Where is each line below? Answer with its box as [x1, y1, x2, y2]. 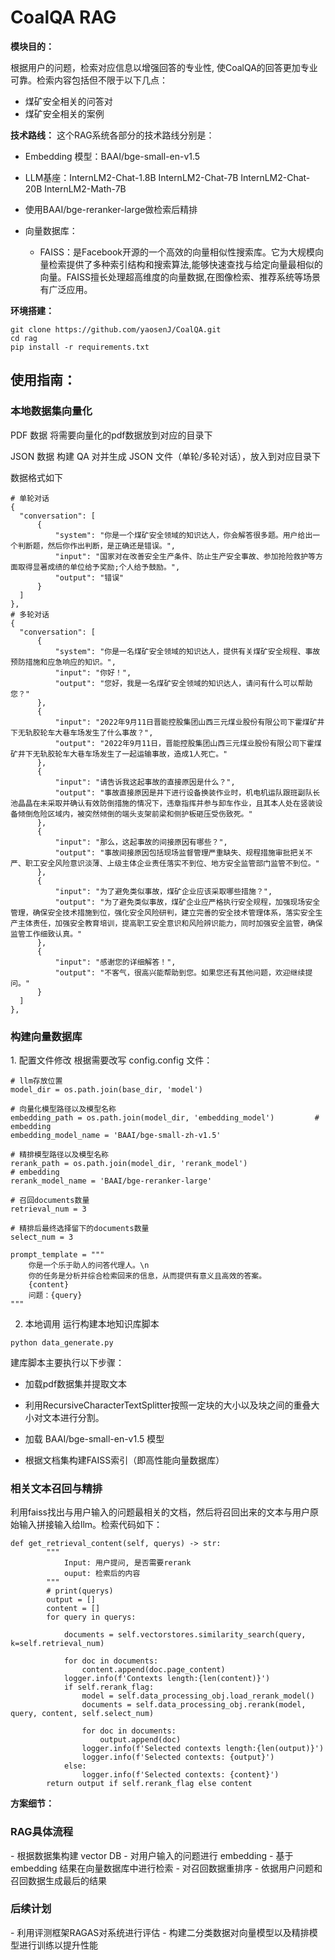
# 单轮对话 [10, 493, 50, 503]
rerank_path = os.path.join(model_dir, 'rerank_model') [10, 1158, 248, 1168]
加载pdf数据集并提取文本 [24, 1377, 128, 1390]
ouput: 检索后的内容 [63, 1569, 141, 1579]
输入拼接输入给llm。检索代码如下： [18, 1519, 163, 1531]
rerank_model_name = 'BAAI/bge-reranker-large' [10, 1176, 213, 1186]
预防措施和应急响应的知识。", [10, 657, 117, 667]
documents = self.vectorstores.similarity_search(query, [63, 1630, 307, 1640]
